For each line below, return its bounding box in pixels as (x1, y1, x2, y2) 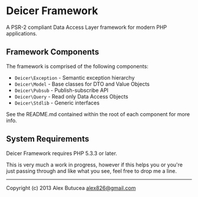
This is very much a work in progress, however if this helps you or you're (6, 161, 183, 168)
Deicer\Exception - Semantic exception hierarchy (14, 74, 135, 81)
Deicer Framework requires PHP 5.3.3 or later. (6, 149, 118, 157)
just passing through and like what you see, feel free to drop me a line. (6, 167, 177, 175)
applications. (6, 29, 37, 37)
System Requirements (6, 134, 90, 144)
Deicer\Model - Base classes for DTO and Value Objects (14, 80, 150, 87)
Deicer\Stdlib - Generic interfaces (14, 99, 100, 106)
